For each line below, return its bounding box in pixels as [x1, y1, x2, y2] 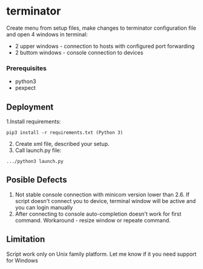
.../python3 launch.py [6, 159, 64, 165]
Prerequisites [6, 64, 47, 72]
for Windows [6, 256, 38, 264]
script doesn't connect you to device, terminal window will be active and [15, 197, 196, 204]
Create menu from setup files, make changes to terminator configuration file [6, 24, 196, 32]
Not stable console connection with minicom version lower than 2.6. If [15, 191, 190, 198]
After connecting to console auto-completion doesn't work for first [15, 210, 182, 218]
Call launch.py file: [15, 147, 62, 154]
